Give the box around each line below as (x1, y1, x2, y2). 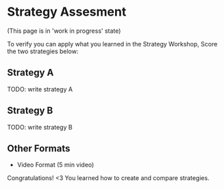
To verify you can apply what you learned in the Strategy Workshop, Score (7, 40, 218, 48)
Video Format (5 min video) (16, 161, 95, 169)
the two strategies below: (7, 47, 79, 55)
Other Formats (7, 143, 71, 154)
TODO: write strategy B (7, 123, 73, 131)
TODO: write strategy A (7, 85, 73, 93)
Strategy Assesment (7, 4, 127, 20)
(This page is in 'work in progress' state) (7, 27, 121, 35)
